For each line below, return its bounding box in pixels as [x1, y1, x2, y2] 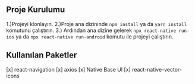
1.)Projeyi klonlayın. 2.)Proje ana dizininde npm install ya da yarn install [6, 20, 187, 27]
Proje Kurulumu [6, 5, 65, 15]
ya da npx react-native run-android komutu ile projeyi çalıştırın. [15, 33, 174, 40]
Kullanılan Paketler [6, 50, 77, 60]
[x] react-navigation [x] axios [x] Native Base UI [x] [6, 66, 131, 73]
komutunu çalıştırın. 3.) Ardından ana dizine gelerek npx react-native [6, 27, 177, 34]
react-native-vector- [131, 66, 183, 73]
